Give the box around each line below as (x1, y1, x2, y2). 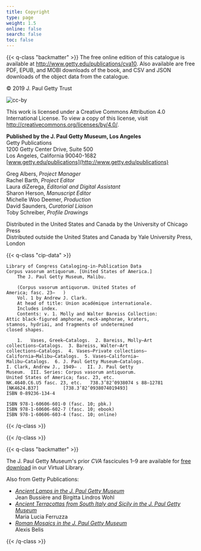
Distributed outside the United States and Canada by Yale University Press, (6, 234, 193, 240)
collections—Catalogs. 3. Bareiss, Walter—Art (6, 343, 129, 349)
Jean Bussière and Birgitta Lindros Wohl (14, 494, 115, 501)
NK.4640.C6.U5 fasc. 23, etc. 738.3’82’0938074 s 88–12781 (6, 380, 164, 386)
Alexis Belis (14, 526, 44, 533)
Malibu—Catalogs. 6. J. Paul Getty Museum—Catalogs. (6, 358, 145, 365)
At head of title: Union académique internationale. (17, 300, 153, 306)
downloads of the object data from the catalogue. (6, 73, 130, 80)
